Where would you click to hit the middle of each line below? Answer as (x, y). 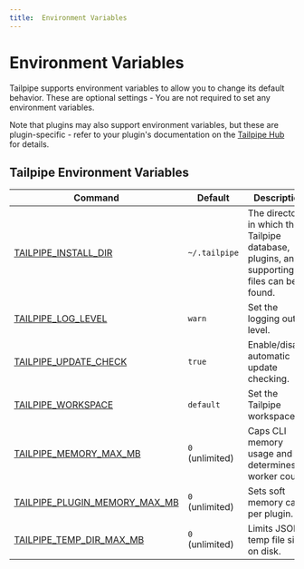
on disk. (264, 552)
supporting (271, 270)
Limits (260, 529)
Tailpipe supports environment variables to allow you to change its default (147, 88)
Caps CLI (267, 431)
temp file (266, 540)
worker (262, 476)
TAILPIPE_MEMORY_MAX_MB (78, 454)
